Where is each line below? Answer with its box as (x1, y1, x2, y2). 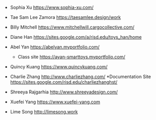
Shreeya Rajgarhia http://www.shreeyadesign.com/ (10, 89, 118, 95)
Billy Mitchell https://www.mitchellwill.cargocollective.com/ (10, 24, 135, 30)
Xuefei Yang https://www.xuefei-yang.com (10, 99, 101, 105)
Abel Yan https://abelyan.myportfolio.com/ (10, 44, 100, 50)
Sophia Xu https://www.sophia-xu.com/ (10, 5, 94, 10)
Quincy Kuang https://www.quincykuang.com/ (10, 64, 108, 69)
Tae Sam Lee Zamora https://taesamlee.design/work (10, 14, 121, 20)
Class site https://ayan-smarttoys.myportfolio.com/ (17, 54, 125, 60)
